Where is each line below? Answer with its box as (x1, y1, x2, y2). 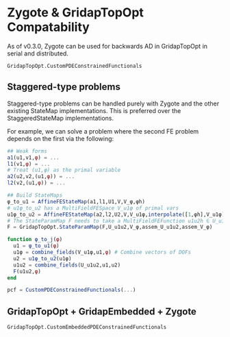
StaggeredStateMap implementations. (7, 114, 114, 122)
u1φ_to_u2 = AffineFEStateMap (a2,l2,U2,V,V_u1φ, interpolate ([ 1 (7, 211, 192, 218)
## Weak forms (7, 147, 48, 155)
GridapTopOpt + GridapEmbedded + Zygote (7, 305, 197, 317)
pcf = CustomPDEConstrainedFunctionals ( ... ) (7, 286, 136, 294)
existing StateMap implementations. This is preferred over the (7, 106, 181, 114)
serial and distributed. (7, 49, 68, 58)
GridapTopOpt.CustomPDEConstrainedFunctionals (7, 62, 142, 69)
